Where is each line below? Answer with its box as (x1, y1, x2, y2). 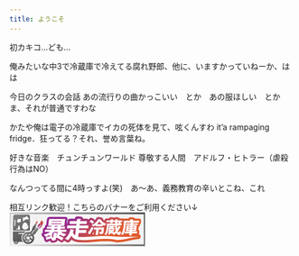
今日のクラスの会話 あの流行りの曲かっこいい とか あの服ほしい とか (9, 91, 281, 102)
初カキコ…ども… (9, 41, 71, 52)
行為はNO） (9, 163, 54, 174)
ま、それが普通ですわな (9, 102, 97, 113)
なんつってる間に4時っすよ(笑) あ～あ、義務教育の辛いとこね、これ (9, 182, 266, 193)
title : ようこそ (9, 14, 65, 23)
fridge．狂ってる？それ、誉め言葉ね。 (9, 133, 151, 143)
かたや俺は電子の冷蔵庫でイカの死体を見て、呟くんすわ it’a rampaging (9, 122, 270, 133)
